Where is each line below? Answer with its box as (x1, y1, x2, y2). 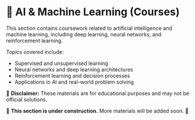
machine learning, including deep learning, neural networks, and (6, 30, 162, 37)
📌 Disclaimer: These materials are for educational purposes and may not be (6, 90, 190, 97)
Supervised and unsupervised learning (14, 60, 108, 67)
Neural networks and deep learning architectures (14, 66, 134, 73)
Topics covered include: (6, 48, 64, 55)
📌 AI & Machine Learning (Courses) (6, 5, 180, 19)
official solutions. (6, 96, 47, 103)
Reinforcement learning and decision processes (14, 72, 131, 79)
